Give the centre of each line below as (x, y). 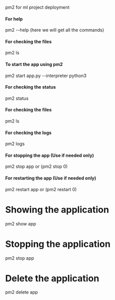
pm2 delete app (22, 292)
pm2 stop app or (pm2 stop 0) (37, 166)
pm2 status (17, 98)
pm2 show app (21, 223)
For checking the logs (28, 133)
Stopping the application (58, 244)
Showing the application (57, 209)
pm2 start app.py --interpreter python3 (46, 76)
